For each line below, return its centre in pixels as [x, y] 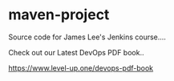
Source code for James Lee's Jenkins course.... [87, 37]
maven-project [59, 15]
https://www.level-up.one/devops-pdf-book [81, 68]
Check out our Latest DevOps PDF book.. [76, 52]
